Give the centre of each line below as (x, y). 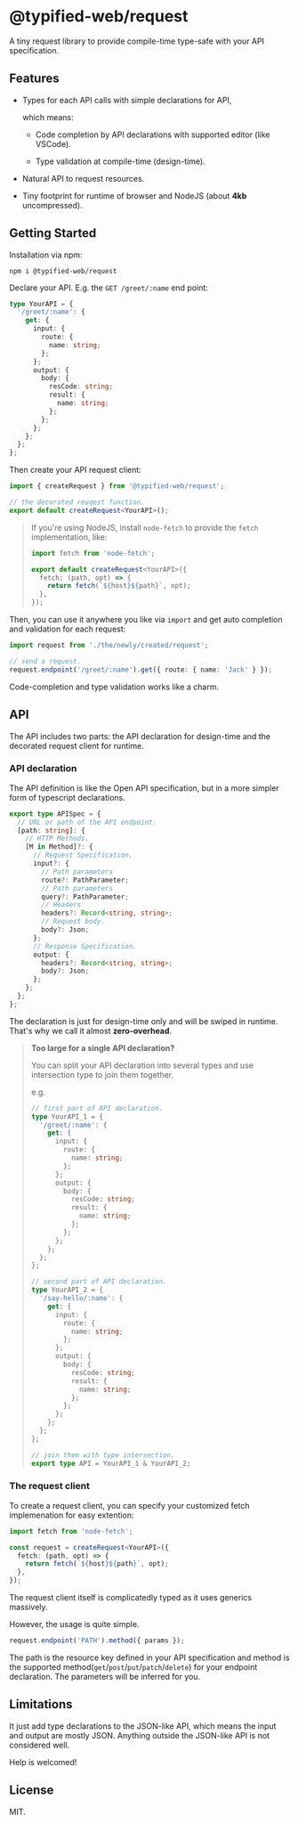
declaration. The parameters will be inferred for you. (105, 1676)
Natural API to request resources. (83, 178)
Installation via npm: (46, 255)
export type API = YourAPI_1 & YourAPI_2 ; (111, 1463)
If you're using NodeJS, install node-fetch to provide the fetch (145, 527)
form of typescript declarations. (68, 797)
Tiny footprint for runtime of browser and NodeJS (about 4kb (134, 195)
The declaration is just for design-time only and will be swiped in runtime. (144, 1021)
